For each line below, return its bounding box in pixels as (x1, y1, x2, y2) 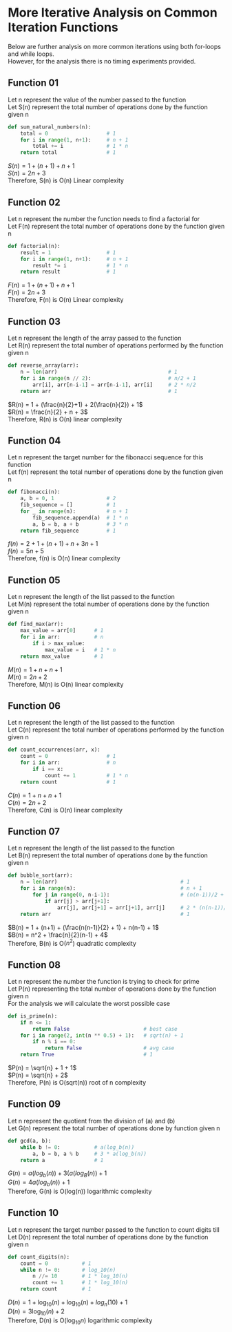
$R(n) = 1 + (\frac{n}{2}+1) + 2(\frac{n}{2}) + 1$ (8, 400, 143, 408)
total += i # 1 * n (32, 143, 129, 150)
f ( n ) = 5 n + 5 (8, 547, 44, 555)
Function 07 (8, 826, 61, 837)
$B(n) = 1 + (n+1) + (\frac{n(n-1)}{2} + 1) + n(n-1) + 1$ (8, 923, 159, 931)
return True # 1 (20, 1052, 154, 1058)
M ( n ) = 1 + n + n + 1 (8, 665, 63, 674)
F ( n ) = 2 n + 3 (8, 288, 46, 296)
